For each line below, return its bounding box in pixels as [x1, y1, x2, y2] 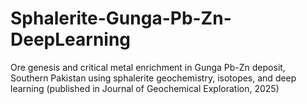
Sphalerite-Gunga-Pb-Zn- [10, 7, 232, 30]
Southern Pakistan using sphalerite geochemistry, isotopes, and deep [10, 72, 297, 84]
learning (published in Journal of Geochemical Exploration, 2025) [10, 82, 280, 94]
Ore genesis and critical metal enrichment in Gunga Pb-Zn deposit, [10, 61, 286, 73]
